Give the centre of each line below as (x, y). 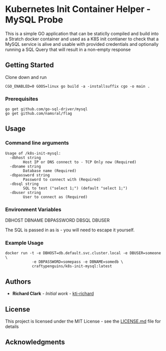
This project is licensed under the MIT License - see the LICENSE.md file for (83, 321)
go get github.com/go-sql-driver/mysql (46, 109)
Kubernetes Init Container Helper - (78, 9)
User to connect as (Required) (55, 197)
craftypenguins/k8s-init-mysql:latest (72, 266)
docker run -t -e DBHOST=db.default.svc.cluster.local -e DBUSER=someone (83, 253)
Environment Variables (33, 209)
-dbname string (25, 166)
